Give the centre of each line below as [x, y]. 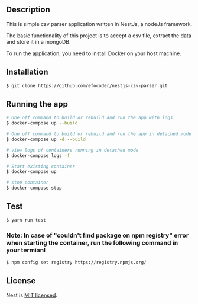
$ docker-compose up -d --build [46, 139]
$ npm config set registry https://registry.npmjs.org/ [76, 263]
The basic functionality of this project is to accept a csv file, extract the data [99, 36]
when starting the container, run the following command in [92, 242]
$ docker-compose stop [34, 188]
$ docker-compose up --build [42, 123]
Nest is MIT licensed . [32, 295]
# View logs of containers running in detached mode [72, 150]
